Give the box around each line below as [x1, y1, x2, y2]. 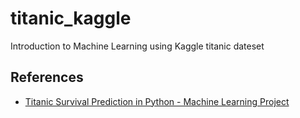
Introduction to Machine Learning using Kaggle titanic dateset [10, 40, 265, 52]
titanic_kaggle [10, 7, 132, 30]
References [10, 69, 84, 86]
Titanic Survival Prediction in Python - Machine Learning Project [24, 95, 290, 107]
